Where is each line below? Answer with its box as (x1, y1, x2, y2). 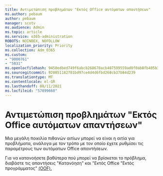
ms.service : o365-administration (5, 34, 73, 39)
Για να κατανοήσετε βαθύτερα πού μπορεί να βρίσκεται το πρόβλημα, (5, 155, 147, 161)
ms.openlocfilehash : (5, 66, 47, 71)
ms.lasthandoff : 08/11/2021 (5, 83, 62, 89)
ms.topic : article (5, 30, 42, 34)
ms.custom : (5, 52, 27, 57)
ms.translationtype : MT (5, 75, 53, 80)
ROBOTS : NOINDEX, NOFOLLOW (5, 39, 60, 44)
